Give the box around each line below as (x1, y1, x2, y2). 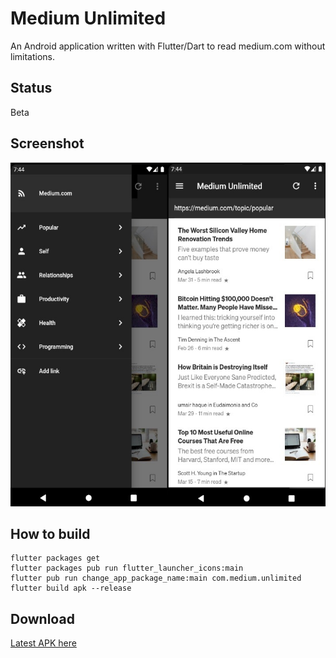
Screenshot (10, 135, 85, 152)
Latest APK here (10, 637, 77, 649)
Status (10, 80, 53, 97)
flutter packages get (10, 553, 101, 564)
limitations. (10, 50, 56, 62)
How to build (10, 525, 91, 542)
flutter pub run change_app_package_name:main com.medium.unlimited (10, 573, 302, 584)
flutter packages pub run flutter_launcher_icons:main (10, 563, 244, 574)
